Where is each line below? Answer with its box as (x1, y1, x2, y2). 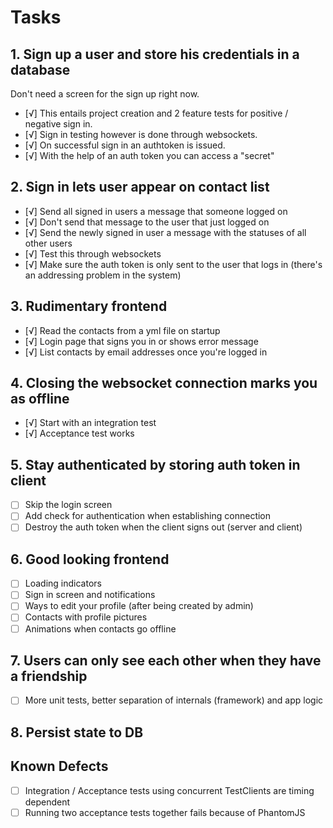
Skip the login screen (24, 499, 113, 511)
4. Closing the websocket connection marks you (10, 375, 318, 392)
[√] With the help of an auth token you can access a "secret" (24, 150, 275, 161)
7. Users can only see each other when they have (10, 652, 322, 669)
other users (24, 237, 73, 249)
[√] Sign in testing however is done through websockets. (24, 129, 258, 140)
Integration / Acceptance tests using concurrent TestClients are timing (24, 784, 315, 796)
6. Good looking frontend (10, 551, 170, 568)
